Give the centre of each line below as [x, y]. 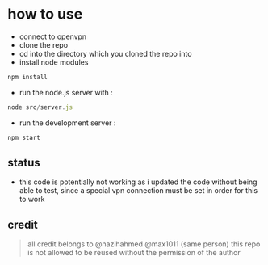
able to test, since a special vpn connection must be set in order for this [138, 191]
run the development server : [67, 123]
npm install [27, 77]
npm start [24, 137]
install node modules [54, 62]
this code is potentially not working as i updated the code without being [138, 182]
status [24, 162]
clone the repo [44, 44]
